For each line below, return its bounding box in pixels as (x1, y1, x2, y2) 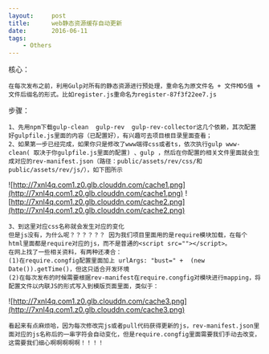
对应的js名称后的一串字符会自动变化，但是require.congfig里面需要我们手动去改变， (14, 331, 261, 339)
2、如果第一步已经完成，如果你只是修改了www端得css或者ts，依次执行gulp (8, 140, 223, 149)
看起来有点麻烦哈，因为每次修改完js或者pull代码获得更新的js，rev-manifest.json (8, 322, 255, 330)
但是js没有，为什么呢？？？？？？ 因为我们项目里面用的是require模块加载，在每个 (8, 231, 247, 239)
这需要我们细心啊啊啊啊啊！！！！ (8, 339, 104, 348)
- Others (22, 42, 52, 50)
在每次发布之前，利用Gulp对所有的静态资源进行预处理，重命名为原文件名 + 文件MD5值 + (8, 82, 261, 91)
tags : (8, 34, 26, 43)
